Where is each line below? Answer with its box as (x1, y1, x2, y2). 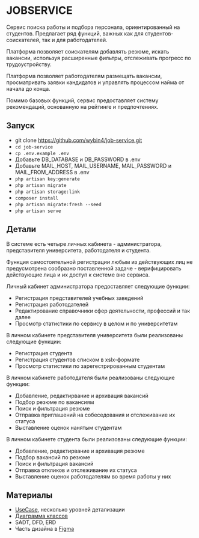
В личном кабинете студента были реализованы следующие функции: (6, 435, 188, 442)
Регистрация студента (14, 349, 73, 356)
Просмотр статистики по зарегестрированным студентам (14, 362, 165, 370)
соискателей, (6, 36, 41, 43)
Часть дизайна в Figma (14, 525, 75, 533)
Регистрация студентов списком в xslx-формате (14, 356, 140, 363)
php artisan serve (14, 208, 61, 214)
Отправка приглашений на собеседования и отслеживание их (14, 411, 176, 418)
